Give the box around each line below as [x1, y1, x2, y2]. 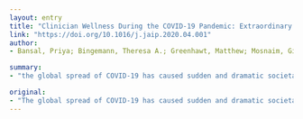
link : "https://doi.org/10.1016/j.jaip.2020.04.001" [9, 30, 212, 39]
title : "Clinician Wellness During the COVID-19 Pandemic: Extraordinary [9, 22, 293, 31]
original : [9, 87, 47, 96]
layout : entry [9, 13, 63, 23]
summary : [9, 63, 42, 72]
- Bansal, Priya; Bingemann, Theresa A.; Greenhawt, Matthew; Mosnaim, [9, 47, 284, 56]
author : [9, 38, 39, 48]
